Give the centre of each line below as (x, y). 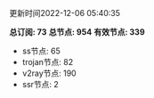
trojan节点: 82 (48, 62)
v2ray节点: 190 (49, 73)
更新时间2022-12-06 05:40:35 (65, 13)
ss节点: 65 (41, 51)
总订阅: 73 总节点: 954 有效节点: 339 (77, 32)
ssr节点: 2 (41, 84)
